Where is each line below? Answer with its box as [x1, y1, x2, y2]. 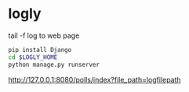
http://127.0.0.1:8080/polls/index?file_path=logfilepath [8, 75, 182, 84]
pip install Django [8, 46, 72, 53]
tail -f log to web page [8, 31, 80, 40]
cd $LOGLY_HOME [8, 53, 58, 61]
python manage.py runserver [8, 61, 100, 68]
